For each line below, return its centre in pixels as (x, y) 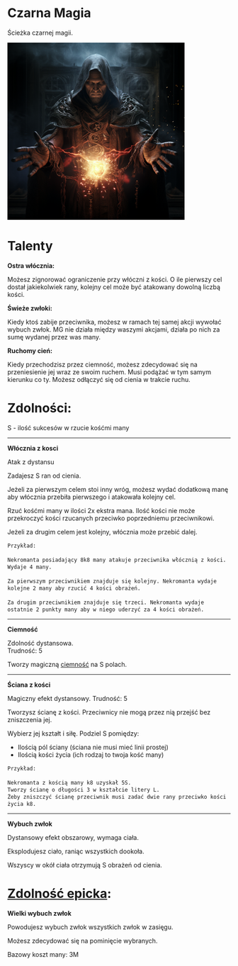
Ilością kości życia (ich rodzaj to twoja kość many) (91, 754)
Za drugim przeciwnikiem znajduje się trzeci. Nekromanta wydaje (106, 602)
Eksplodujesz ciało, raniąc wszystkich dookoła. (76, 851)
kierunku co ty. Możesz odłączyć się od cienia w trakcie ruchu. (99, 379)
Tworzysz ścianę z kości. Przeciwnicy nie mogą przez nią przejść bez (109, 712)
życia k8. (22, 804)
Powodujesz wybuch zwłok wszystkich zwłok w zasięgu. (90, 927)
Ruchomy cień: (30, 350)
